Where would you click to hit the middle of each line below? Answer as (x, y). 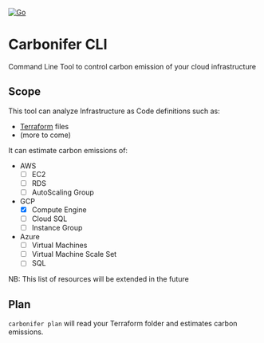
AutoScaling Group (63, 192)
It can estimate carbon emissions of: (68, 150)
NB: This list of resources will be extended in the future (99, 279)
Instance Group (57, 228)
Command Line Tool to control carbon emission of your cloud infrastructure (132, 66)
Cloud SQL (49, 219)
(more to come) (45, 135)
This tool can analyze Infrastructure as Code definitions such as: (114, 111)
